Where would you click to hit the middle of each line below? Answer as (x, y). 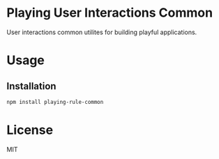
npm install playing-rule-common (55, 102)
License (30, 130)
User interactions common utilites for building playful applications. (102, 32)
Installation (31, 86)
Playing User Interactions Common (110, 13)
